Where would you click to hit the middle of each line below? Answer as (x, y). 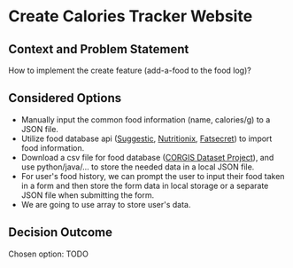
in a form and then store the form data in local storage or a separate (145, 185)
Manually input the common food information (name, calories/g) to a (146, 119)
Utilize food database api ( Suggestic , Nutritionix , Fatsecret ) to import (146, 138)
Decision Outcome (60, 233)
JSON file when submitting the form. (88, 195)
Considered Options (65, 98)
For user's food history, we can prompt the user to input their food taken (153, 176)
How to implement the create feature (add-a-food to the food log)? (130, 70)
